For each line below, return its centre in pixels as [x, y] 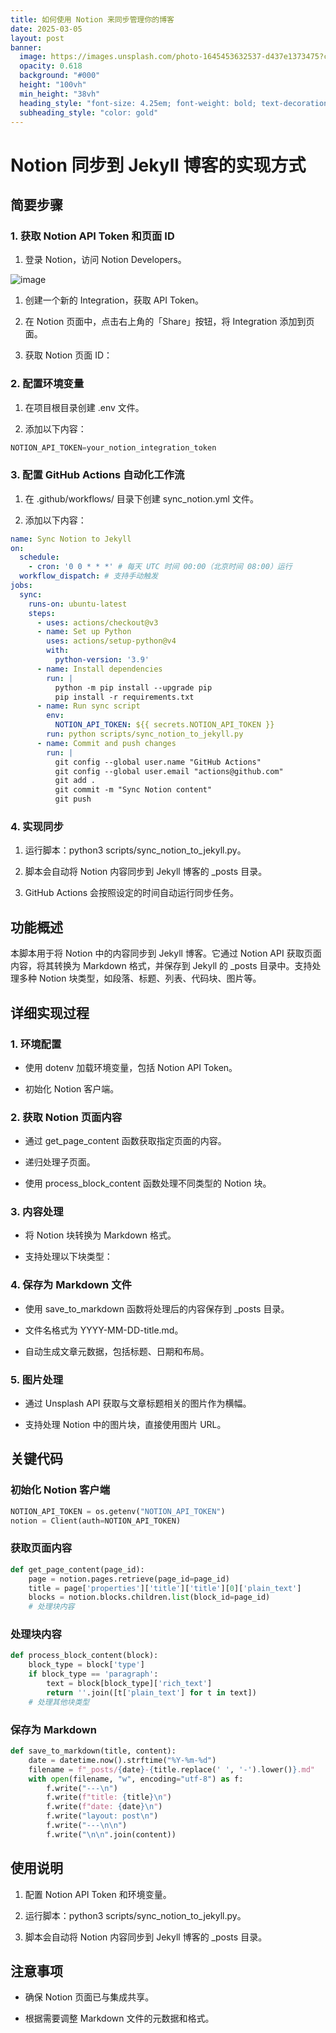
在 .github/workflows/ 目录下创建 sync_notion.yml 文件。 [141, 498]
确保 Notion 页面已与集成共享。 [89, 1997]
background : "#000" [60, 76]
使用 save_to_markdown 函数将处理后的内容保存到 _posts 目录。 [157, 1308]
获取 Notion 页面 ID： [68, 355]
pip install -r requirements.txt [124, 697]
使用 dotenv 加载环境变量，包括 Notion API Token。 [131, 1067]
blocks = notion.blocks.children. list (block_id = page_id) [149, 1597]
